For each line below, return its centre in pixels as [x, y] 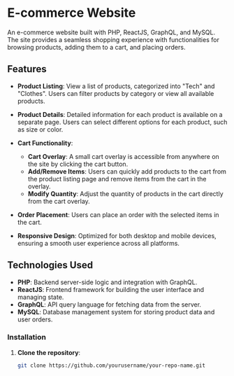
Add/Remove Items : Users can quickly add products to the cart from [127, 171]
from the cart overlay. [59, 201]
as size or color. [40, 129]
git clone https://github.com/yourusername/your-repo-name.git [111, 365]
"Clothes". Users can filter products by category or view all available [116, 93]
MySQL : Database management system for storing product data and [116, 312]
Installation [27, 337]
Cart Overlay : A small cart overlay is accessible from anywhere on [124, 156]
